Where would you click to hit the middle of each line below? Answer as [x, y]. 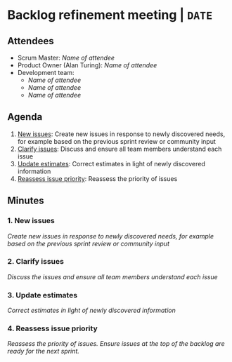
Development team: [46, 73]
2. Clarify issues [36, 262]
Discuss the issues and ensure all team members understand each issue [112, 276]
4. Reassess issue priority [53, 328]
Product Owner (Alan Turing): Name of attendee [87, 65]
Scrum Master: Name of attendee [66, 58]
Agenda [25, 117]
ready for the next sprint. [43, 351]
